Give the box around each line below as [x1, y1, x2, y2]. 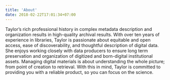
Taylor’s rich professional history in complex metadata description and [5, 26, 152, 32]
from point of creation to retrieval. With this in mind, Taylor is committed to [5, 64, 161, 70]
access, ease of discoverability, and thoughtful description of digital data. [5, 42, 159, 48]
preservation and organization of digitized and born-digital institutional [5, 53, 153, 59]
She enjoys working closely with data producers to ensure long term [5, 48, 148, 54]
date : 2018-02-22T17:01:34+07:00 [5, 12, 76, 17]
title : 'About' [5, 7, 38, 13]
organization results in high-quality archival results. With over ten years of [5, 31, 160, 37]
